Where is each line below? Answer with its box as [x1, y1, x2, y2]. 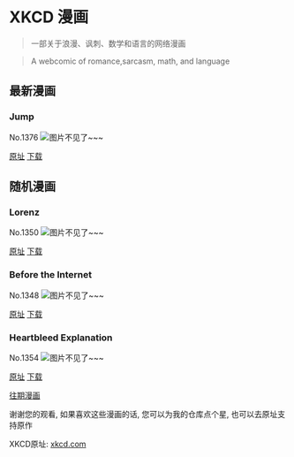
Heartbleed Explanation [9, 331, 113, 344]
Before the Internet [9, 269, 93, 281]
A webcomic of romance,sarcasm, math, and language [30, 56, 230, 66]
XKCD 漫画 [9, 7, 89, 27]
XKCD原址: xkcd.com [9, 438, 87, 449]
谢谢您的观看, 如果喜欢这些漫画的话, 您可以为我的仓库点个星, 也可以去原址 [9, 408, 278, 419]
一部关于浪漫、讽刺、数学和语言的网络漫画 [30, 38, 186, 49]
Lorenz [9, 206, 40, 218]
